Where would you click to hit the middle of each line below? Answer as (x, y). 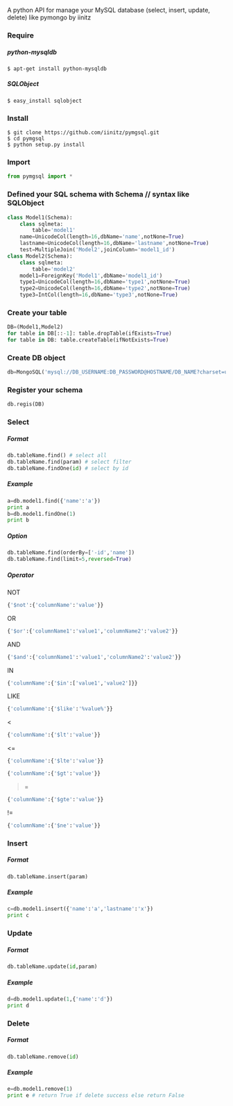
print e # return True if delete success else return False (96, 1096)
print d (18, 1005)
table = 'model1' (54, 231)
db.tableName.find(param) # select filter (69, 462)
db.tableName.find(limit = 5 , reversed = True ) (69, 559)
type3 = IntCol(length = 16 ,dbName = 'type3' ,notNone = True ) (99, 295)
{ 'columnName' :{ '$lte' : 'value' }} (55, 761)
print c (18, 916)
